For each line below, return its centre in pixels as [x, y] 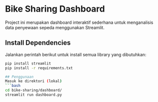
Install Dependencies [38, 43]
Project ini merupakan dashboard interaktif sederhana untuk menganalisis [79, 22]
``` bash [13, 86]
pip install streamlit [28, 63]
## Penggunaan [20, 77]
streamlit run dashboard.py [34, 95]
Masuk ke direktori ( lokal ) [34, 81]
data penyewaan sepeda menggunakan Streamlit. [55, 27]
